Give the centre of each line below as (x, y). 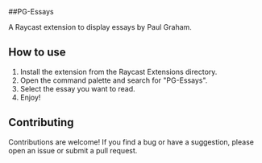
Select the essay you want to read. (77, 88)
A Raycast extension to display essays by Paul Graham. (100, 27)
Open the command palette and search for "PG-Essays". (114, 80)
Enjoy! (30, 97)
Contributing (41, 122)
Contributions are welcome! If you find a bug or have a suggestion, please (131, 142)
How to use (37, 53)
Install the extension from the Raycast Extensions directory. (119, 71)
